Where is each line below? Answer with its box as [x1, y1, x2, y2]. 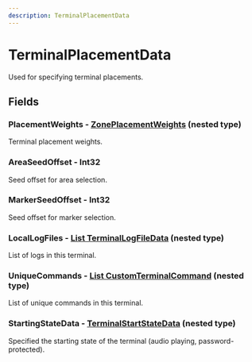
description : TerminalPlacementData [8, 11, 130, 20]
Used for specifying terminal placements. [8, 72, 144, 82]
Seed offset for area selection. [8, 175, 107, 184]
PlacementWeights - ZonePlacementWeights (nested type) [8, 118, 242, 129]
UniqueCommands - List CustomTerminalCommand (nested [8, 271, 245, 282]
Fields [8, 94, 40, 108]
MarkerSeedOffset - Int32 [8, 194, 110, 206]
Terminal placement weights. [8, 137, 103, 147]
